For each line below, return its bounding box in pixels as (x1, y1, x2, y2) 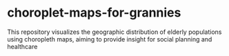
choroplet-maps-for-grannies (7, 5, 181, 21)
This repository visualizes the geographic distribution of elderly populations (7, 28, 222, 36)
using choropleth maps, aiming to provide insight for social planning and (7, 35, 212, 43)
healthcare (7, 42, 38, 50)
